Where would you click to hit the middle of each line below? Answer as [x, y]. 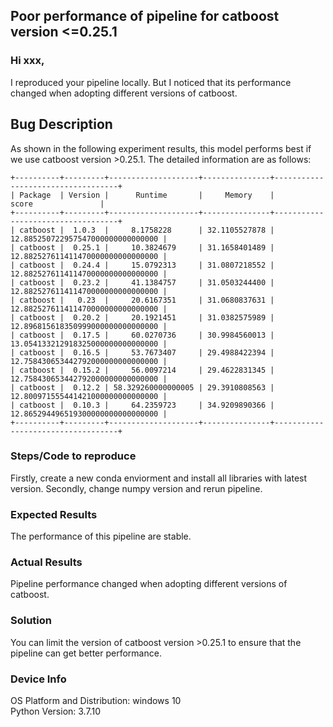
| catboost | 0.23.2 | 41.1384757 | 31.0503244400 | [142, 282]
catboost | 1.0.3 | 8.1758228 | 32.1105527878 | [147, 230]
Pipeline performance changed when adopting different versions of [149, 584]
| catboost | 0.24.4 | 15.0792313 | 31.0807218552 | [142, 265]
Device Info [38, 679]
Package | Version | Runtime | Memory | [147, 195]
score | [57, 204]
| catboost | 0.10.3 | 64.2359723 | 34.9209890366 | [142, 405]
